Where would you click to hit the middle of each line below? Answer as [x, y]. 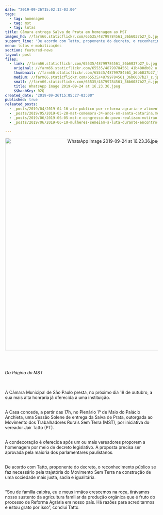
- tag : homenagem [27, 18]
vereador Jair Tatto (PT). [30, 427]
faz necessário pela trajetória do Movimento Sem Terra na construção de [78, 472]
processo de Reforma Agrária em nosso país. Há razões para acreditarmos [80, 502]
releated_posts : [21, 104]
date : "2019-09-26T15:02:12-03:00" [41, 9]
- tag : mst [20, 23]
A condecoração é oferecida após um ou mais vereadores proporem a [75, 442]
